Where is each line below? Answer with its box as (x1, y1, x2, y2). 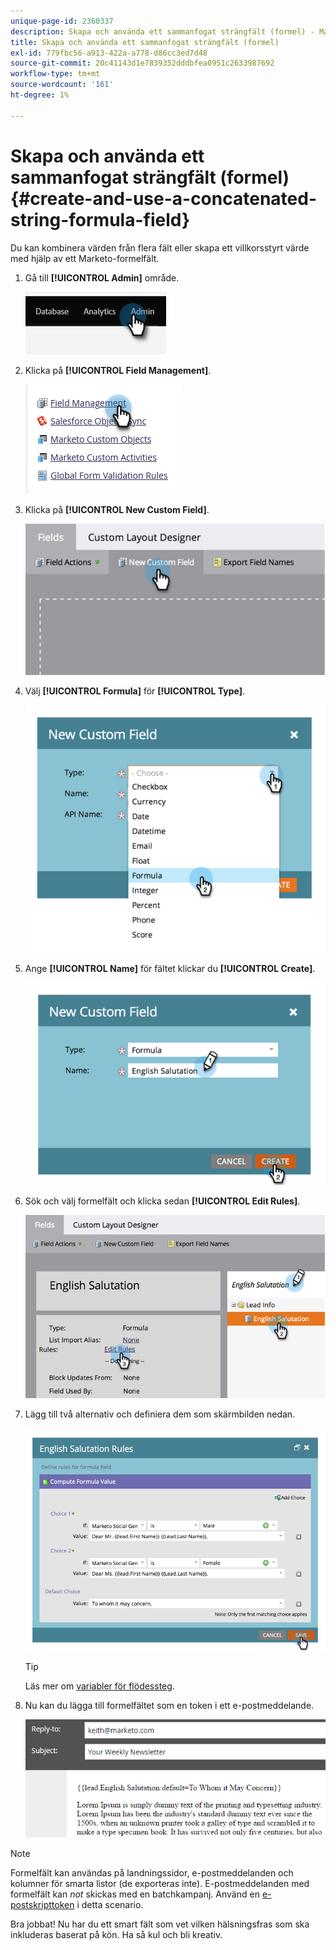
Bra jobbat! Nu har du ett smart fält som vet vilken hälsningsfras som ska (10, 1918, 310, 1930)
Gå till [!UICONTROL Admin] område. (24, 271, 180, 284)
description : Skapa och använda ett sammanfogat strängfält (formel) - (10, 26, 315, 37)
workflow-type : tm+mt (10, 69, 101, 79)
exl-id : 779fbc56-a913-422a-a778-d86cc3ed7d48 (10, 48, 208, 58)
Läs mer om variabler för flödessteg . (24, 1680, 175, 1692)
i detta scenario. (76, 1899, 144, 1911)
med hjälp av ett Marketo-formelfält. (10, 252, 160, 264)
